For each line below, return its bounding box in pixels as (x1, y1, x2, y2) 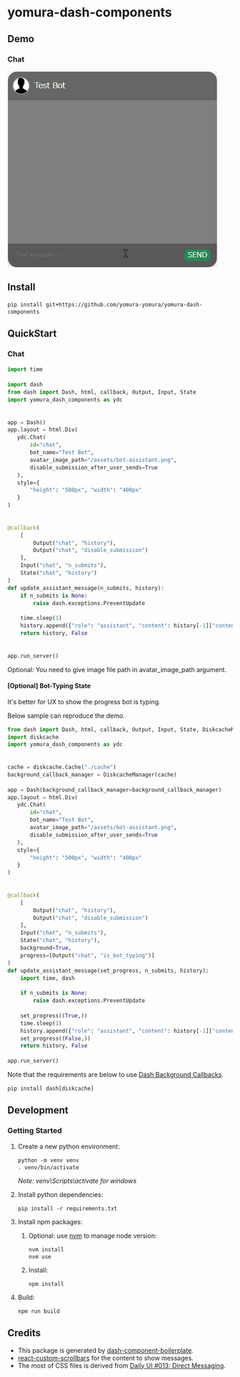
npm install (28, 1280, 64, 1288)
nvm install (28, 1246, 64, 1253)
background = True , (20, 944, 72, 952)
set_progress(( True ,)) (20, 1012, 88, 1019)
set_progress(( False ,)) (20, 1035, 91, 1042)
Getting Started (7, 1126, 62, 1136)
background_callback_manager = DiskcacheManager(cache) (7, 771, 177, 778)
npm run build (17, 1308, 60, 1315)
